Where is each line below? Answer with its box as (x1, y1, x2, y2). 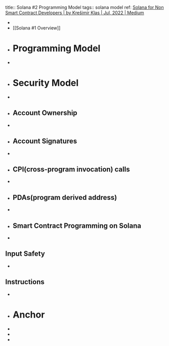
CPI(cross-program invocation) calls (12, 165, 130, 174)
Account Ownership (12, 109, 77, 117)
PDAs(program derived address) (12, 193, 117, 202)
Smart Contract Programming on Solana (12, 221, 142, 230)
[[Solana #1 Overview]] (12, 25, 61, 31)
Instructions (5, 278, 45, 286)
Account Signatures (12, 137, 77, 146)
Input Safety (5, 250, 46, 258)
